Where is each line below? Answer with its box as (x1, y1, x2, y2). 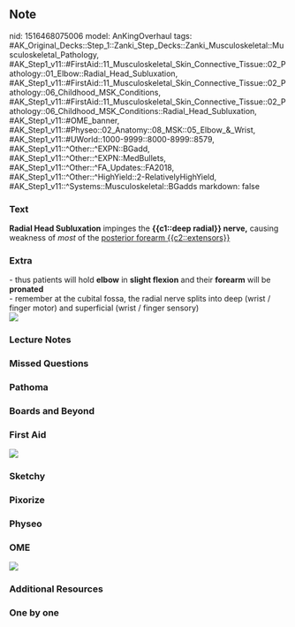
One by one (9, 607, 60, 619)
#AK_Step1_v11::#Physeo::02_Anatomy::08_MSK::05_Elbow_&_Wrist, (9, 124, 256, 135)
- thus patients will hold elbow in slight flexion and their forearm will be (9, 274, 271, 286)
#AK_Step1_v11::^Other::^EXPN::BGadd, (9, 143, 150, 154)
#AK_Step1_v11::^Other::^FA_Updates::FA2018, (9, 162, 175, 172)
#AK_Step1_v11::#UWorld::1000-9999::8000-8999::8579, (9, 134, 215, 144)
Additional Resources (9, 583, 103, 595)
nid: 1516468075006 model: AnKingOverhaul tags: (9, 30, 193, 41)
